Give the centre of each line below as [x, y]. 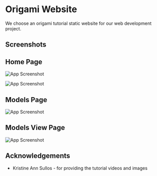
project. [13, 28]
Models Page [26, 100]
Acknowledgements [38, 156]
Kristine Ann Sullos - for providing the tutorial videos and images [80, 168]
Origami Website [41, 9]
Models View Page [35, 128]
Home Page [24, 62]
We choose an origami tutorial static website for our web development [78, 23]
